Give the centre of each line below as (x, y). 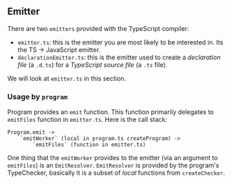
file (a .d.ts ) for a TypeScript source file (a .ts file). (92, 65)
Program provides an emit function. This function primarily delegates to (111, 112)
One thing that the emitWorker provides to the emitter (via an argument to (112, 158)
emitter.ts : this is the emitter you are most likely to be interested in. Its (120, 42)
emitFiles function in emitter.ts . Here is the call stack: (87, 120)
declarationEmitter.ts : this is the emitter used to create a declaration (119, 57)
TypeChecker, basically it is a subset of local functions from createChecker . (116, 173)
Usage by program (38, 97)
